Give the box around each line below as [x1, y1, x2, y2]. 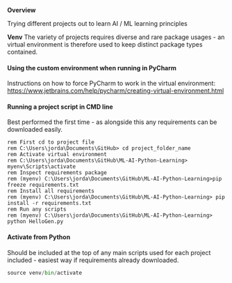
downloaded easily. [7, 125, 63, 134]
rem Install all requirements [7, 188, 95, 194]
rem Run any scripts [7, 206, 67, 213]
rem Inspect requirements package [7, 169, 108, 176]
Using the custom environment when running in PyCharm [7, 63, 177, 72]
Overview [7, 6, 36, 14]
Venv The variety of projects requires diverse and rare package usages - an [7, 33, 225, 41]
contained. [7, 48, 38, 56]
